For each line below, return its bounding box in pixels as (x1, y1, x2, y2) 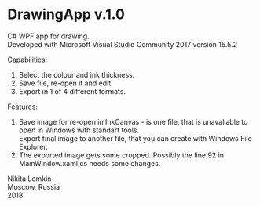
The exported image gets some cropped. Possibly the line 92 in (18, 150, 225, 160)
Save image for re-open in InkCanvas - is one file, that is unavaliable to (18, 117, 248, 126)
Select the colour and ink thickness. (18, 70, 135, 79)
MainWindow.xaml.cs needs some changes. (18, 158, 161, 168)
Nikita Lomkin (7, 174, 52, 183)
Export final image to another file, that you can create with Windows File (18, 133, 252, 143)
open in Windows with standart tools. (18, 125, 139, 135)
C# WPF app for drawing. (7, 31, 90, 41)
